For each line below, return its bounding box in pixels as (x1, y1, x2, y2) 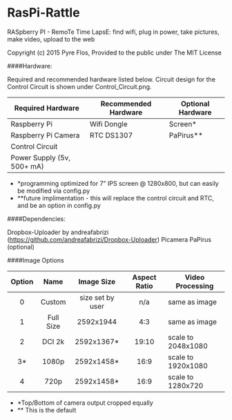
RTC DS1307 (89, 130, 133, 140)
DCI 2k (42, 336, 65, 346)
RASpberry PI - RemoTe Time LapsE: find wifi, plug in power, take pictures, (7, 28, 220, 36)
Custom (40, 297, 66, 307)
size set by (79, 292, 115, 302)
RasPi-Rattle (7, 5, 81, 21)
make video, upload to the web (7, 35, 95, 43)
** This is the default (17, 405, 77, 414)
